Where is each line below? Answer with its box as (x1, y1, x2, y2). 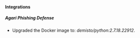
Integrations (5, 4, 31, 10)
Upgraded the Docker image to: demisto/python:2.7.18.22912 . (12, 27, 135, 33)
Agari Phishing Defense (5, 15, 55, 21)
